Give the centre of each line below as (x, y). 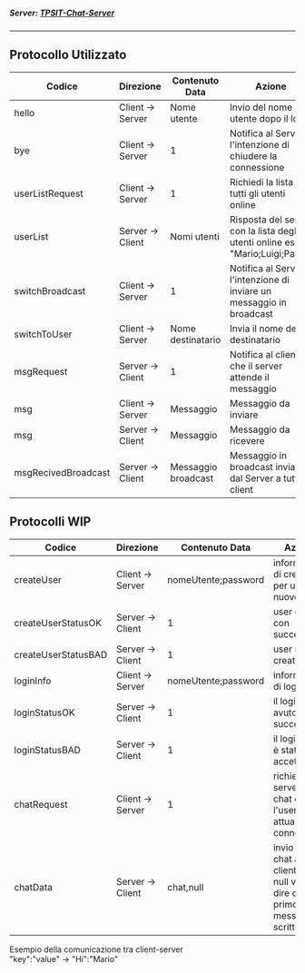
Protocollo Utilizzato (68, 55)
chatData (33, 887)
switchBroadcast (50, 290)
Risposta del (256, 220)
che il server (256, 366)
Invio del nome (261, 107)
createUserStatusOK (58, 623)
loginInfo (33, 681)
